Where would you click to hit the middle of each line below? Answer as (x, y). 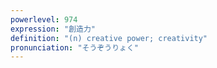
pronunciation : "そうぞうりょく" (74, 47)
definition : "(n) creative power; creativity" (109, 38)
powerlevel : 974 (44, 19)
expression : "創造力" (53, 29)
